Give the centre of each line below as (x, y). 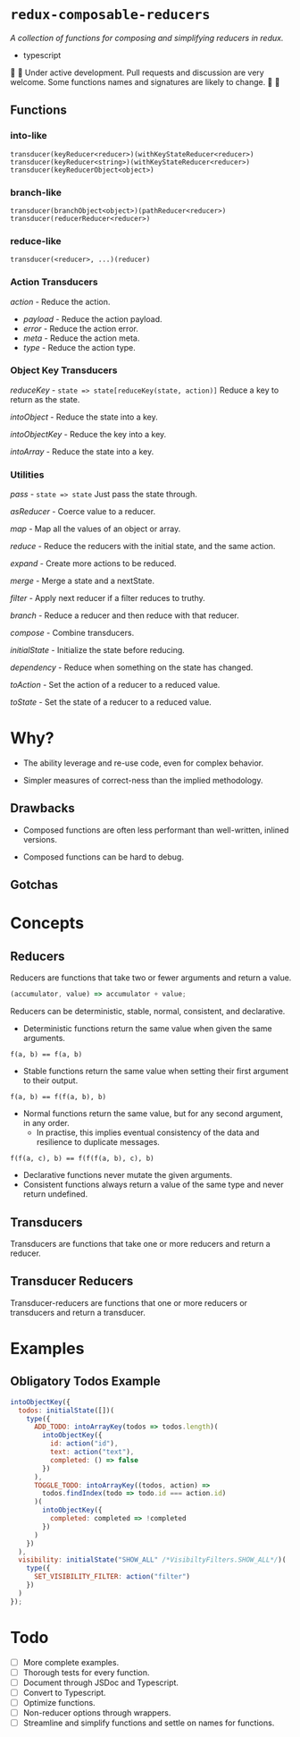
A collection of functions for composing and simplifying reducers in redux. (147, 38)
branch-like (36, 192)
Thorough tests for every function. (86, 1672)
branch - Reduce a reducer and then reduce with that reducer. (125, 615)
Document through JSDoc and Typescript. (101, 1682)
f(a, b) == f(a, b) (46, 1055)
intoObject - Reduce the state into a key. (84, 417)
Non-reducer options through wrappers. (97, 1712)
